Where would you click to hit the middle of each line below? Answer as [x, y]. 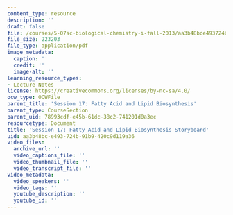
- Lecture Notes [31, 85]
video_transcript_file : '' [52, 168]
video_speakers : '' [42, 181]
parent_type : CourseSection [48, 110]
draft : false [26, 26]
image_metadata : [31, 53]
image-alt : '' [34, 71]
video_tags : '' [35, 188]
